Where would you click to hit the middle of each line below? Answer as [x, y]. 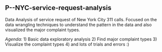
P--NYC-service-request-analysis [58, 8]
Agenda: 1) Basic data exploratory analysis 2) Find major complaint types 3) [81, 39]
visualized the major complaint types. [43, 30]
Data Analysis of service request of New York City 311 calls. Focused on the [81, 19]
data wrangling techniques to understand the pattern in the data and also [79, 25]
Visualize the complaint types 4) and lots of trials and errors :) [67, 44]
